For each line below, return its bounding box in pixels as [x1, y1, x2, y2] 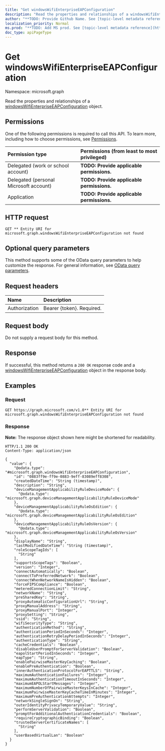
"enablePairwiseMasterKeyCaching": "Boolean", [14, 659, 111, 664]
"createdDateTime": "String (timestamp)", [14, 478, 102, 483]
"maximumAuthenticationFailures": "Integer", [14, 672, 109, 678]
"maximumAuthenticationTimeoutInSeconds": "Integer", [14, 677, 126, 682]
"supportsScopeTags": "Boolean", [14, 560, 82, 565]
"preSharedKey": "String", [14, 595, 69, 600]
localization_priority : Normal [5, 21, 69, 26]
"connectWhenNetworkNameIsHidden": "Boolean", [14, 578, 111, 582]
